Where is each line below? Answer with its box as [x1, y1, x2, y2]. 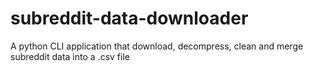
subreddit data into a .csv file [10, 50, 130, 62]
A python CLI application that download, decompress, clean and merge [10, 40, 304, 52]
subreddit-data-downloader [10, 7, 249, 30]
